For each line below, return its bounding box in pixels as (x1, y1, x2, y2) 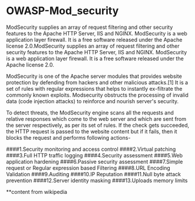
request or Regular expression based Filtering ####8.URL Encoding (6, 164, 171, 172)
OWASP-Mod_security (6, 4, 119, 18)
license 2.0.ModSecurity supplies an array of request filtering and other (6, 42, 180, 50)
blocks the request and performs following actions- (6, 134, 131, 141)
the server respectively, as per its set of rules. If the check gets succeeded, (6, 121, 190, 128)
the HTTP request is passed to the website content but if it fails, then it (6, 128, 178, 135)
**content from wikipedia (6, 188, 68, 195)
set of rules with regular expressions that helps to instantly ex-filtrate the (6, 85, 183, 92)
